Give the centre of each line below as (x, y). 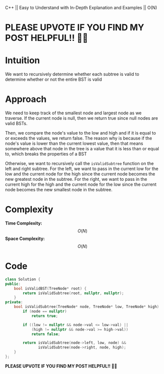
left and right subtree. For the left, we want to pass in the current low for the (82, 169)
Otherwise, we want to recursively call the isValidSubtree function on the (79, 164)
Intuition (23, 60)
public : (13, 284)
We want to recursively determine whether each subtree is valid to (72, 74)
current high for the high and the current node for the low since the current (81, 184)
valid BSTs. (16, 124)
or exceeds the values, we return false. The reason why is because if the (79, 138)
